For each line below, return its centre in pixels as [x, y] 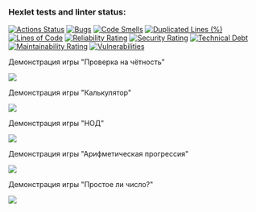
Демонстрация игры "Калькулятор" [70, 93]
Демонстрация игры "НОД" [56, 124]
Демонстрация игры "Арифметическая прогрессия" [99, 154]
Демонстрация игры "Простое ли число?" [81, 185]
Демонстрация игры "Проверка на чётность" [87, 62]
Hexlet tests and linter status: [67, 12]
